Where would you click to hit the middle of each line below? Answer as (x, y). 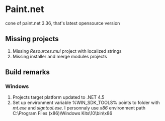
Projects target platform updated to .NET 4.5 (58, 97)
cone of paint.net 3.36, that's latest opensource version (63, 23)
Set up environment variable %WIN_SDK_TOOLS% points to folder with (86, 103)
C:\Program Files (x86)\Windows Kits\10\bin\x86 (62, 113)
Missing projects (32, 39)
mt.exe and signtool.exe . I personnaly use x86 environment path (79, 108)
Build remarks (28, 72)
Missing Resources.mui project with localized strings (67, 51)
